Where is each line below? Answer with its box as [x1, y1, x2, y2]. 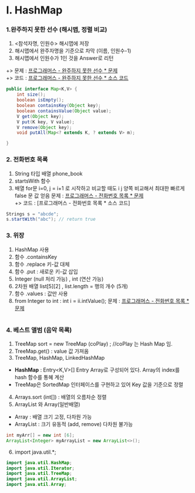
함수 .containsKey [14, 253, 58, 260]
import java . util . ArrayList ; [6, 476, 78, 482]
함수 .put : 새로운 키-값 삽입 [14, 268, 78, 275]
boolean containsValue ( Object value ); [16, 108, 112, 114]
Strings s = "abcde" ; [6, 211, 59, 217]
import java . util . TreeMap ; [6, 471, 72, 477]
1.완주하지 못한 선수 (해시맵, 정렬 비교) [6, 26, 107, 34]
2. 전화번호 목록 [6, 156, 48, 164]
